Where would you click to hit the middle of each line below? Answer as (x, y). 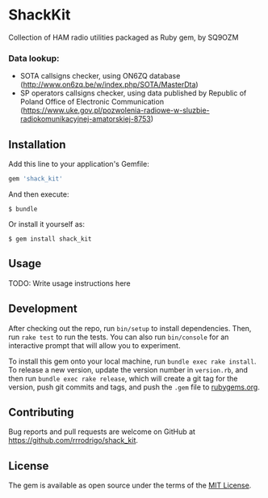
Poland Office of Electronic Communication (92, 102)
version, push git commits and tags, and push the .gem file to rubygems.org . (134, 387)
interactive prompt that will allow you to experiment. (94, 345)
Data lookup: (34, 58)
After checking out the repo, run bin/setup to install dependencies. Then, (130, 328)
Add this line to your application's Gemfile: (79, 164)
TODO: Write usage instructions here (69, 283)
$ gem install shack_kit (50, 239)
